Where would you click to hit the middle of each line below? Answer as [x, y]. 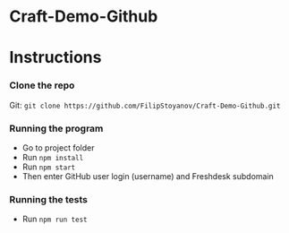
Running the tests [48, 199]
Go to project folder [58, 147]
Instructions [55, 58]
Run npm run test [55, 219]
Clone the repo [42, 85]
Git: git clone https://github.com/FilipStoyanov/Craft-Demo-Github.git [145, 105]
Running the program [56, 128]
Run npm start [49, 167]
